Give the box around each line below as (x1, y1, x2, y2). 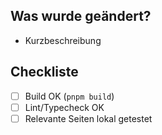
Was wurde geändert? (10, 8, 152, 25)
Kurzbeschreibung (24, 34, 102, 46)
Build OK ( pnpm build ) (24, 90, 115, 102)
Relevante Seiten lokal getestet (24, 112, 153, 124)
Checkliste (10, 64, 79, 81)
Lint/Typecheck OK (24, 101, 105, 113)
